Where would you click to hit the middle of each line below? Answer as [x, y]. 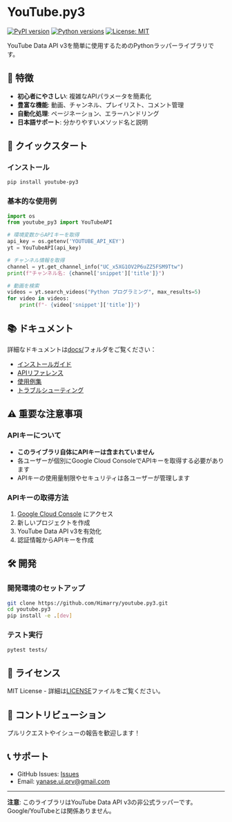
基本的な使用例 [32, 202]
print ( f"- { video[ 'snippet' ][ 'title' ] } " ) [80, 305]
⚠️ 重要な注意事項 [45, 414]
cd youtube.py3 [29, 609]
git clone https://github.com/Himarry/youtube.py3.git [88, 603]
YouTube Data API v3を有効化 [59, 531]
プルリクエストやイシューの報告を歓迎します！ [74, 733]
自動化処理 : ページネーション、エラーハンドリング [88, 113]
